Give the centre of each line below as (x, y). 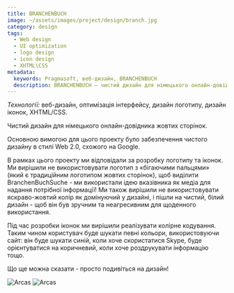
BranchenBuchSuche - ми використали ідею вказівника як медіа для (109, 183)
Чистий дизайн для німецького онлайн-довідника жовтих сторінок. (107, 126)
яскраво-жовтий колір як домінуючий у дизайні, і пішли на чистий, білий (116, 197)
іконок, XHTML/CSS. (38, 112)
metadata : (22, 72)
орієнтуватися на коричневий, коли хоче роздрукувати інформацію (108, 248)
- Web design (32, 40)
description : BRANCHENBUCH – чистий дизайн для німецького (101, 85)
